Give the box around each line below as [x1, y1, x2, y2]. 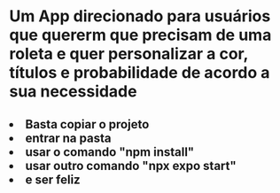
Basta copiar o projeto [25, 117, 150, 132]
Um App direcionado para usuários [9, 6, 271, 27]
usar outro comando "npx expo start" [25, 158, 237, 174]
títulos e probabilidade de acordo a [9, 63, 270, 83]
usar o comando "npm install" [25, 144, 195, 159]
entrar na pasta [25, 130, 112, 145]
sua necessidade [9, 81, 137, 102]
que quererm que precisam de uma [9, 25, 272, 45]
